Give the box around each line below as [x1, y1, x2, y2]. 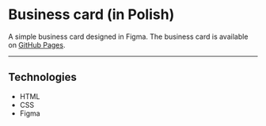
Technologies [8, 71, 78, 84]
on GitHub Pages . [8, 40, 66, 49]
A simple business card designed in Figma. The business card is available [8, 32, 249, 41]
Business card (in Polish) [8, 6, 175, 24]
